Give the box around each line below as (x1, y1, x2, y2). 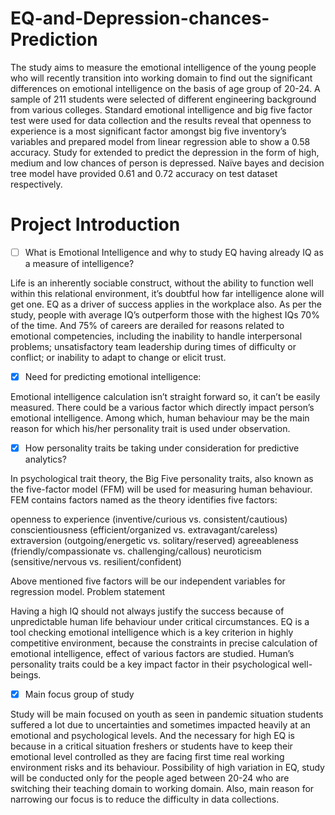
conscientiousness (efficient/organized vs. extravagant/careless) (10, 524, 278, 536)
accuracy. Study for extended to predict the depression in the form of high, (10, 146, 320, 158)
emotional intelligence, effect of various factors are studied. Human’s (10, 648, 295, 660)
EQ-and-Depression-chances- (10, 7, 270, 30)
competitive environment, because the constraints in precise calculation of (10, 637, 318, 649)
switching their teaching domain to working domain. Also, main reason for (10, 783, 315, 795)
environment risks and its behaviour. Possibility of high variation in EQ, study (10, 762, 325, 774)
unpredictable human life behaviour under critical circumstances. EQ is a (10, 616, 310, 628)
